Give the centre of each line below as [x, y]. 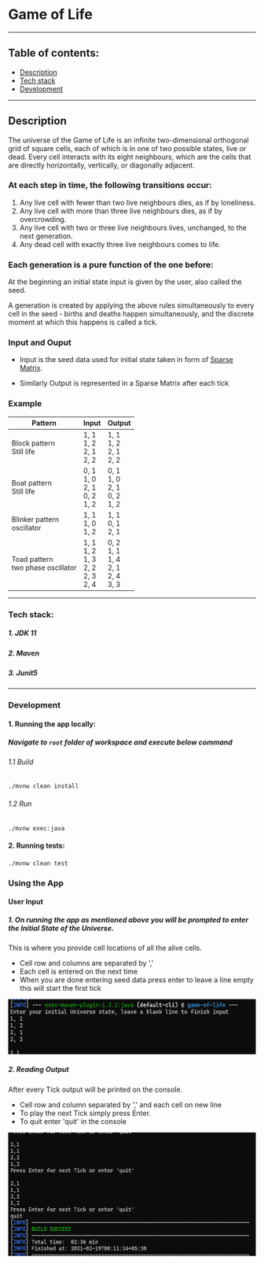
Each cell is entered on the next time [79, 972]
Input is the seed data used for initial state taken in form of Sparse [126, 360]
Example [25, 404]
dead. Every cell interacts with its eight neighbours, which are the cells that [130, 157]
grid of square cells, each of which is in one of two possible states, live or [127, 148]
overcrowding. [43, 219]
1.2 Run [20, 804]
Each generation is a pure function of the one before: [111, 264]
